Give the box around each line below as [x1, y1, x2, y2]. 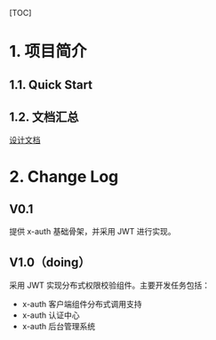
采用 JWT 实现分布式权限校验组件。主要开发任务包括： [9, 280, 211, 291]
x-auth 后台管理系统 [21, 321, 96, 332]
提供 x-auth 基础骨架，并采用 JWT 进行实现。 [9, 226, 176, 237]
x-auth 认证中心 [21, 310, 80, 320]
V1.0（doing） [9, 255, 91, 270]
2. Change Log [9, 166, 119, 186]
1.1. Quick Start [9, 77, 93, 92]
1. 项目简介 [9, 42, 87, 61]
